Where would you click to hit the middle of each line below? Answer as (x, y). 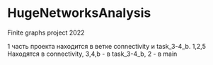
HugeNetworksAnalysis (79, 13)
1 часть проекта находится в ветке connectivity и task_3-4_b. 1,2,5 (107, 46)
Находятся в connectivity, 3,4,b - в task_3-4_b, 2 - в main (92, 54)
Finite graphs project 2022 (46, 32)
